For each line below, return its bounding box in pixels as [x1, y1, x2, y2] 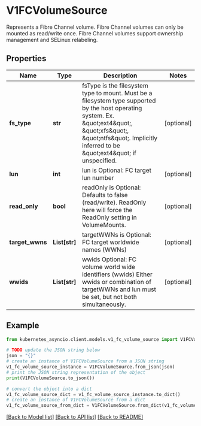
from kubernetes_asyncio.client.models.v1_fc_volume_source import [6, 336, 178, 342]
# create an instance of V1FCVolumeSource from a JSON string [6, 358, 165, 364]
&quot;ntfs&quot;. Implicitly [81, 134, 157, 142]
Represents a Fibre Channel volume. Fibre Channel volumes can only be [6, 23, 184, 31]
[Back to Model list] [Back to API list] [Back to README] [6, 413, 144, 421]
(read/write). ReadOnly [81, 198, 147, 207]
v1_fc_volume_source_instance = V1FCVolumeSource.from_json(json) [6, 364, 175, 370]
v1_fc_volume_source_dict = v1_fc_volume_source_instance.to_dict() [6, 391, 181, 397]
